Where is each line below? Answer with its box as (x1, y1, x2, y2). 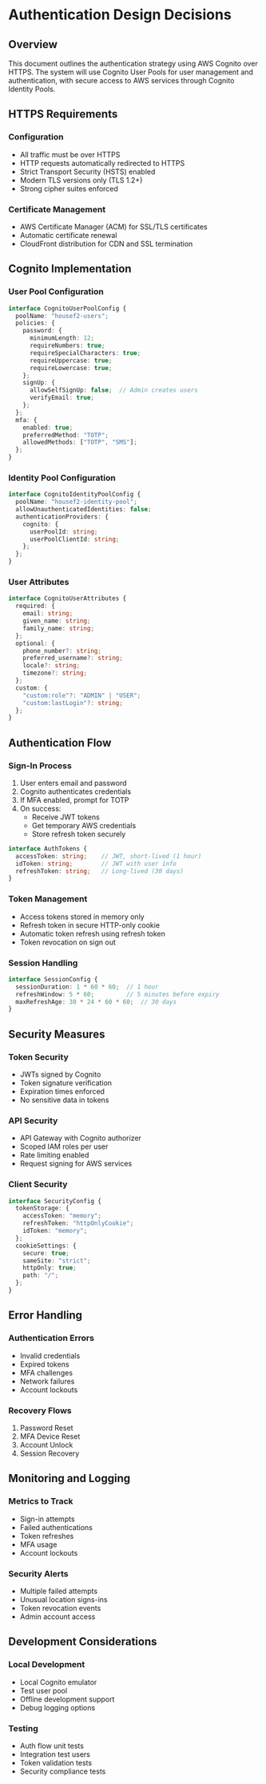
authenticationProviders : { (15, 513, 109, 521)
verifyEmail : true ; (29, 394, 94, 402)
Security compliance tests (19, 1766, 106, 1776)
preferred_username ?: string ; (22, 654, 124, 662)
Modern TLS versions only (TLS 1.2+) (19, 175, 143, 185)
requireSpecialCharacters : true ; (29, 348, 141, 357)
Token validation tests (19, 1758, 93, 1767)
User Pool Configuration (8, 286, 104, 297)
